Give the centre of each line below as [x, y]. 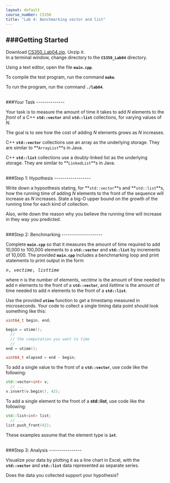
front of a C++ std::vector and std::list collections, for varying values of [84, 118]
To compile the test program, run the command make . [61, 77]
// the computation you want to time [50, 339]
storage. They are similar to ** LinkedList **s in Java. [60, 163]
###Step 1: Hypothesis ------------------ [48, 178]
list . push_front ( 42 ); [29, 425]
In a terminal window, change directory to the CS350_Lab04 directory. [76, 58]
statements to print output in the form [45, 261]
